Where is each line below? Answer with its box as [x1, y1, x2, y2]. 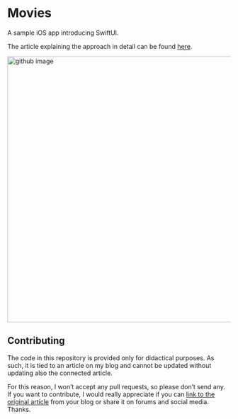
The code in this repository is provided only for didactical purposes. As [7, 353, 215, 362]
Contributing [7, 335, 65, 347]
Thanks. [7, 405, 31, 413]
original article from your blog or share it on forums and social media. [7, 397, 209, 406]
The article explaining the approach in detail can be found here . [7, 42, 193, 50]
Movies [7, 5, 52, 21]
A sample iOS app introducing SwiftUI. [7, 28, 119, 37]
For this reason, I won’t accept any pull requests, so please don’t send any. [7, 382, 225, 391]
